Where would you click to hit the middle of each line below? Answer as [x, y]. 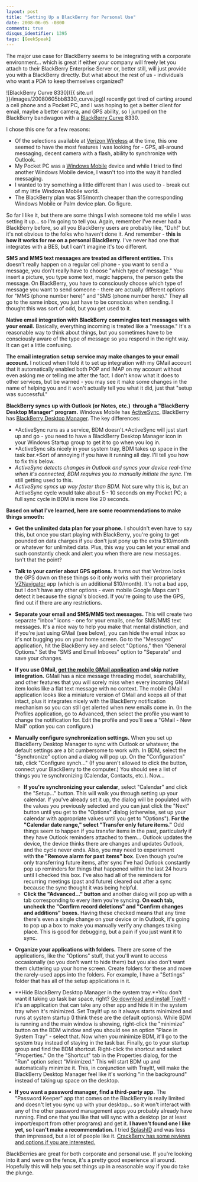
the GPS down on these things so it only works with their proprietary [98, 577]
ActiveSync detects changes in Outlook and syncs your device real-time [103, 468]
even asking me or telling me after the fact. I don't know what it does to [93, 375]
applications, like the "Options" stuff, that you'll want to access [91, 956]
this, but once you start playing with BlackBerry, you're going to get [97, 534]
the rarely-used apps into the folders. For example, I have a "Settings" [100, 974]
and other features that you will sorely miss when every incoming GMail [102, 682]
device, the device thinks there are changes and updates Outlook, [104, 844]
